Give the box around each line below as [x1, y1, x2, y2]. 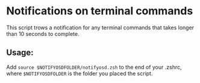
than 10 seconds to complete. [6, 30, 80, 37]
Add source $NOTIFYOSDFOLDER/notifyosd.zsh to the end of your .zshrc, [6, 63, 182, 70]
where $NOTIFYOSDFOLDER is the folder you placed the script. [6, 70, 153, 77]
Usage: [6, 48, 34, 58]
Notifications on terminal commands [6, 4, 193, 18]
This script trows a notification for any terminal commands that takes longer [6, 24, 195, 31]
